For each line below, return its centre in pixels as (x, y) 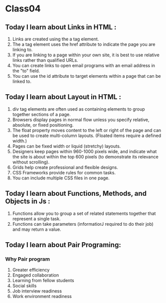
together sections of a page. (41, 114)
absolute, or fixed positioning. (43, 125)
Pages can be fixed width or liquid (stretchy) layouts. (67, 146)
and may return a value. (37, 229)
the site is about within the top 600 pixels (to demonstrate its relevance (85, 156)
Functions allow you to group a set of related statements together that (84, 213)
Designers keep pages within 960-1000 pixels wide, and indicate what (84, 151)
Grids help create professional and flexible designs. (65, 167)
